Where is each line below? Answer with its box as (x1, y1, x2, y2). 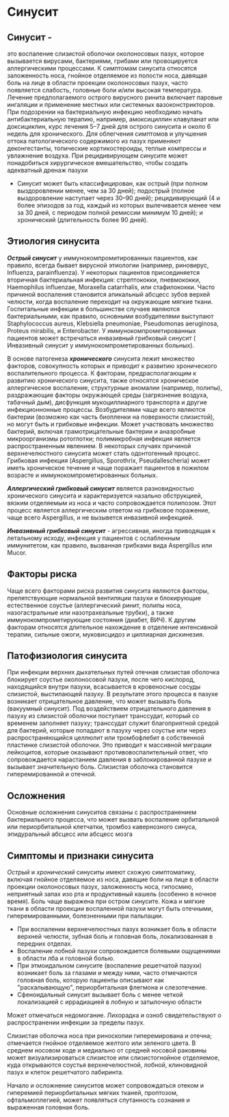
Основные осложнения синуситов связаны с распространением (7, 808, 197, 816)
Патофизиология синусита (7, 650, 128, 662)
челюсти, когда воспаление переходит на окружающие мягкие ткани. (7, 297, 213, 306)
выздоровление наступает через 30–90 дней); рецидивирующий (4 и (16, 194, 221, 202)
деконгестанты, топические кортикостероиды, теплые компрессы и (7, 145, 207, 152)
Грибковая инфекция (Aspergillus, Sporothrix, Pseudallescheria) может (7, 456, 211, 465)
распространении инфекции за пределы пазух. (7, 1018, 145, 1027)
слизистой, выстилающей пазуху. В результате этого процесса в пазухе (7, 690, 219, 698)
